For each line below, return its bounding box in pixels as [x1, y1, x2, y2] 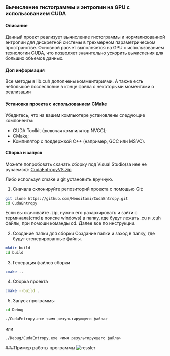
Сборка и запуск [5, 150, 43, 156]
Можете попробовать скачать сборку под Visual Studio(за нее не [5, 161, 147, 167]
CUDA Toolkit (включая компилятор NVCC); [12, 127, 107, 133]
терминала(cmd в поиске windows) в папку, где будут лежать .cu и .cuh [5, 215, 161, 221]
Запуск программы [12, 297, 55, 303]
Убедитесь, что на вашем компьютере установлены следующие [5, 112, 146, 118]
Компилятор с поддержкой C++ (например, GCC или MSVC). [12, 138, 146, 144]
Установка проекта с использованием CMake [5, 101, 107, 107]
